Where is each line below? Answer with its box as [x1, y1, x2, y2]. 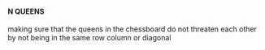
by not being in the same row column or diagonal [7, 33, 172, 43]
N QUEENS [7, 6, 45, 16]
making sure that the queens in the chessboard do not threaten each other [7, 24, 258, 34]
